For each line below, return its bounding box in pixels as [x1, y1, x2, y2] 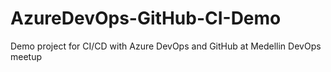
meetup [10, 50, 43, 62]
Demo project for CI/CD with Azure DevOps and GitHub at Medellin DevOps [10, 40, 322, 52]
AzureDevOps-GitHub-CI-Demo [10, 7, 282, 30]
